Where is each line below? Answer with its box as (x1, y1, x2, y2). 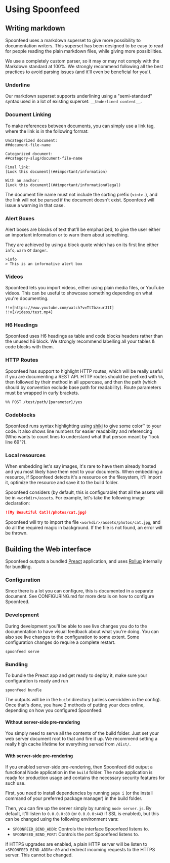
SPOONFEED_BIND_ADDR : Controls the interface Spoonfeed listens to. (12, 826, 149, 832)
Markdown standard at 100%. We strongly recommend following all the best (5, 64, 163, 69)
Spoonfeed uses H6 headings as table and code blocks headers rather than (5, 333, 163, 339)
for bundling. (5, 563, 32, 570)
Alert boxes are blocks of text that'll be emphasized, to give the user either (5, 226, 161, 232)
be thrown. (5, 530, 28, 536)
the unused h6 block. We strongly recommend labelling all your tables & (5, 338, 155, 344)
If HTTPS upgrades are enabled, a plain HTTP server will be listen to (5, 841, 148, 847)
